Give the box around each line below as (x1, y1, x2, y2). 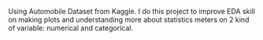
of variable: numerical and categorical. (8, 24, 134, 32)
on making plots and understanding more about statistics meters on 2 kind (8, 15, 250, 24)
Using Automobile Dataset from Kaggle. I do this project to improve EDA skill (8, 7, 256, 16)
